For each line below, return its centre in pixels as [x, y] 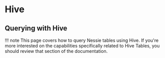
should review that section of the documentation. [56, 51]
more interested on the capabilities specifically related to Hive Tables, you [82, 46]
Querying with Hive [36, 28]
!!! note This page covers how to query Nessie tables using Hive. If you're [82, 40]
